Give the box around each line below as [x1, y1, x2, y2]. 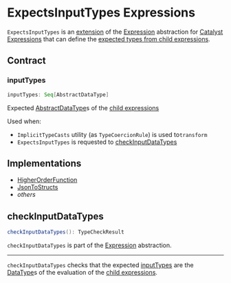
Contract [7, 55, 46, 67]
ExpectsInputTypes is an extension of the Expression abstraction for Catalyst [7, 28, 223, 36]
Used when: [7, 117, 41, 125]
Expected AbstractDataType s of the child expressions [7, 103, 159, 112]
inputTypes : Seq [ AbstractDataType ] [7, 91, 109, 98]
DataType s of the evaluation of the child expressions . [7, 269, 158, 276]
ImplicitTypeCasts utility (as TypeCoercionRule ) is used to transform [16, 130, 208, 138]
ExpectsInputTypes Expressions [7, 5, 196, 21]
